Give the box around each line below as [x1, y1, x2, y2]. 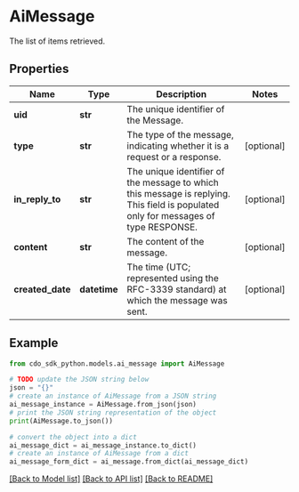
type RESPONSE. [126, 221, 198, 233]
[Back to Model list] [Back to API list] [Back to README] [9, 473, 214, 484]
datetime [79, 283, 118, 295]
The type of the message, [126, 128, 234, 141]
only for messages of [126, 209, 215, 222]
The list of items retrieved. [9, 36, 106, 46]
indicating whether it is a [126, 140, 230, 152]
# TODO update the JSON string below [9, 375, 149, 384]
